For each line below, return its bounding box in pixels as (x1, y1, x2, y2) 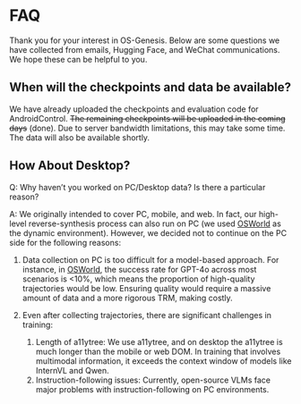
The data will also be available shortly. (9, 131, 150, 143)
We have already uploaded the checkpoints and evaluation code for (9, 104, 259, 114)
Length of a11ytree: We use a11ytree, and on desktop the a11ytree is (35, 336, 284, 347)
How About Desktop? (9, 158, 131, 173)
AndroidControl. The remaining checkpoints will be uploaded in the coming (9, 113, 286, 123)
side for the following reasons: (9, 237, 122, 248)
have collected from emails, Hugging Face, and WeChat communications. (9, 44, 280, 55)
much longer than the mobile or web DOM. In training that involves (35, 346, 281, 357)
